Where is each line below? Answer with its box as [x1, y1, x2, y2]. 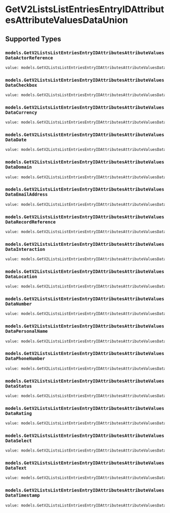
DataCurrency [5, 109, 37, 115]
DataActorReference [5, 55, 53, 60]
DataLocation [5, 273, 37, 279]
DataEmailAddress [5, 191, 48, 198]
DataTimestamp [5, 493, 40, 498]
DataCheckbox [5, 82, 37, 88]
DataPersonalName [5, 329, 48, 334]
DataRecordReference [5, 219, 56, 225]
